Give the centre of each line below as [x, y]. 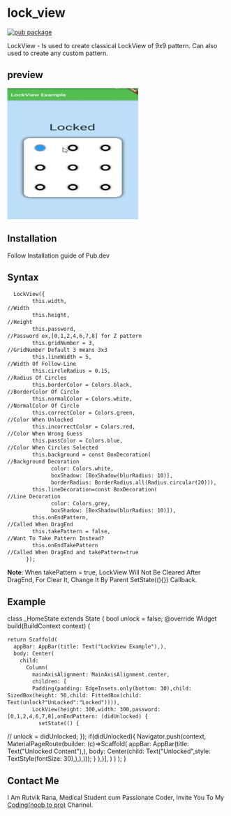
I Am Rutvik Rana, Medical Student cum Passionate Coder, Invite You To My [116, 798]
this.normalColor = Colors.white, [82, 399]
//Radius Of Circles [37, 378]
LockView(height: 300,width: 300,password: [96, 710]
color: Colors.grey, [81, 504]
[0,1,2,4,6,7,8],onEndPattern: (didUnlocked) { [78, 717]
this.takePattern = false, [72, 532]
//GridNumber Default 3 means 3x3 [58, 350]
